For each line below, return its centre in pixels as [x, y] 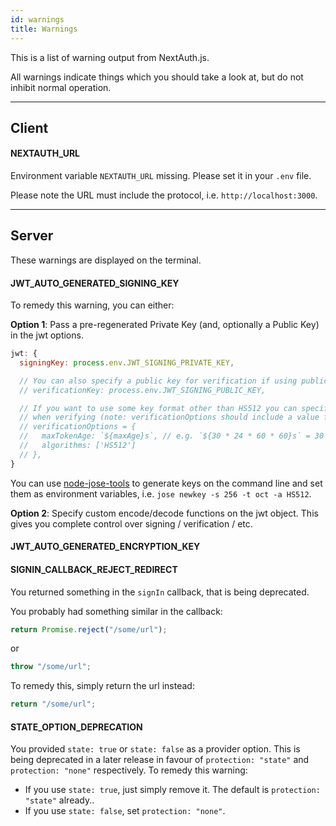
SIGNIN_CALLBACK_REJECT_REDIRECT [94, 569]
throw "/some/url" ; [51, 667]
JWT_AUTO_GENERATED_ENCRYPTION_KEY [105, 547]
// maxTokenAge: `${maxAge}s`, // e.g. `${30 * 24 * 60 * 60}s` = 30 [172, 436]
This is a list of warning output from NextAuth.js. [110, 57]
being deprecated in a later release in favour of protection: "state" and [160, 760]
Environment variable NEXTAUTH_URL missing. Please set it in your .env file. [161, 176]
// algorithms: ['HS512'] [78, 446]
